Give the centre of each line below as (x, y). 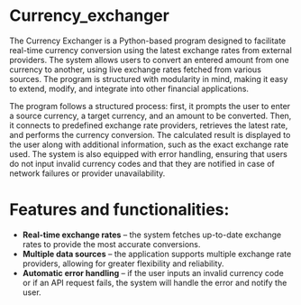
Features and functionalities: (119, 210)
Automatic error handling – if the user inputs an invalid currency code (153, 273)
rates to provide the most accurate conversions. (111, 244)
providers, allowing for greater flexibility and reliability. (123, 263)
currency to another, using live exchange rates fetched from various (135, 69)
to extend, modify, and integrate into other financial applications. (129, 88)
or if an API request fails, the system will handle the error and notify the (155, 282)
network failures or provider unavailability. (87, 173)
